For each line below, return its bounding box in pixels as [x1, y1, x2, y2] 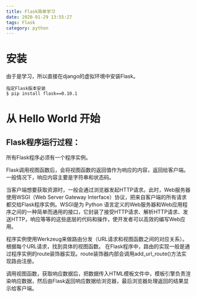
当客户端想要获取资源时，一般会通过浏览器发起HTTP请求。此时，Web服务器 [6, 186, 191, 193]
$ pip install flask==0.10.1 [6, 91, 78, 97]
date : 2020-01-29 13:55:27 [6, 14, 72, 20]
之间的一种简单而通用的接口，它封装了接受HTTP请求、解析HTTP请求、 [11, 208, 183, 215]
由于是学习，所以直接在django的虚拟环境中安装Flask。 [6, 73, 139, 80]
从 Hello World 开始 [6, 112, 101, 125]
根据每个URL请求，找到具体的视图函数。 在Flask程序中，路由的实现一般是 [6, 243, 185, 250]
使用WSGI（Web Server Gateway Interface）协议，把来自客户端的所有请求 [6, 193, 187, 201]
